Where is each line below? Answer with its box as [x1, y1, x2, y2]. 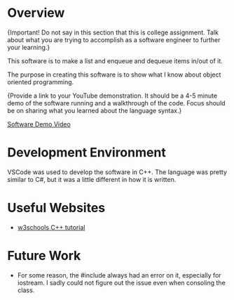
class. [17, 286, 35, 294]
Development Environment [7, 145, 166, 161]
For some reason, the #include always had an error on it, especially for [17, 270, 222, 279]
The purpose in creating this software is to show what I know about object [7, 70, 221, 79]
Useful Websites [7, 200, 106, 216]
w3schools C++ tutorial [17, 223, 85, 231]
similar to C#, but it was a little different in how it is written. [7, 175, 177, 183]
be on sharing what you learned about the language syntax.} [7, 106, 182, 115]
